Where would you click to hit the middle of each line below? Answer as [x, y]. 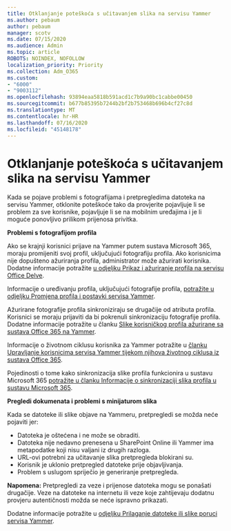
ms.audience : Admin [35, 46]
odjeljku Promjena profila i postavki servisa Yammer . [81, 296]
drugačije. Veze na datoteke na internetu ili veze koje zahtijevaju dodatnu [111, 493]
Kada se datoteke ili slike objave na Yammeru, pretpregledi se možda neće [113, 415]
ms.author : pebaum [33, 20]
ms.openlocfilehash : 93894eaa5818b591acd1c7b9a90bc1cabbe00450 [100, 97]
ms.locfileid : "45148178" [44, 129]
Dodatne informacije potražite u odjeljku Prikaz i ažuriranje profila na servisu [115, 268]
